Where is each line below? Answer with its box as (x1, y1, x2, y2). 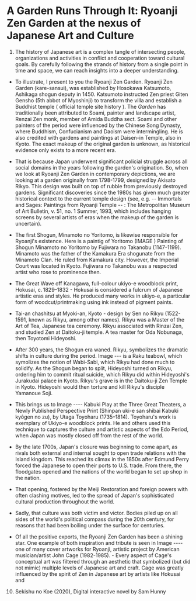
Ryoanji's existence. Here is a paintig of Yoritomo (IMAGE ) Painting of (15, 237, 183, 244)
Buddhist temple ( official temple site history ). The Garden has (15, 103, 166, 110)
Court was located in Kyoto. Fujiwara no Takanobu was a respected (15, 262, 177, 270)
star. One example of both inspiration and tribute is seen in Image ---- (15, 539, 183, 546)
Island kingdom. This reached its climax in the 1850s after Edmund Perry (15, 455, 189, 462)
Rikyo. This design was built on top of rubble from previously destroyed (15, 182, 187, 189)
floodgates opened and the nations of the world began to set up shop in (15, 468, 188, 475)
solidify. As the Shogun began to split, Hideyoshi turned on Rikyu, (15, 364, 173, 372)
